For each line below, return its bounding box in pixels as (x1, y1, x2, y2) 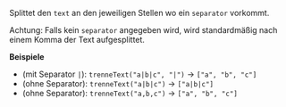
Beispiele (9, 52, 45, 62)
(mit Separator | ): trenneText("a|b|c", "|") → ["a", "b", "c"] (21, 69, 257, 79)
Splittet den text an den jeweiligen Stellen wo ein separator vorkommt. (9, 8, 270, 18)
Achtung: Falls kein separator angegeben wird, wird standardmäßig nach (9, 25, 278, 35)
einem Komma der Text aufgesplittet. (9, 35, 146, 45)
